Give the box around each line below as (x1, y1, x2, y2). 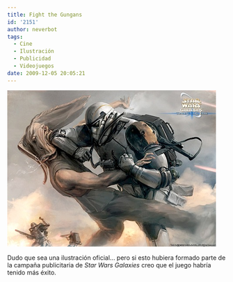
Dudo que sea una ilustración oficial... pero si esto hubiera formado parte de (7, 254, 226, 262)
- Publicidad (13, 56, 51, 63)
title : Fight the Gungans (7, 11, 82, 18)
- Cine (13, 40, 33, 48)
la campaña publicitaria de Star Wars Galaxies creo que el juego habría (7, 260, 211, 269)
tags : (7, 33, 23, 40)
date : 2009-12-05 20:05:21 (7, 69, 86, 76)
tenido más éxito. (7, 268, 57, 276)
